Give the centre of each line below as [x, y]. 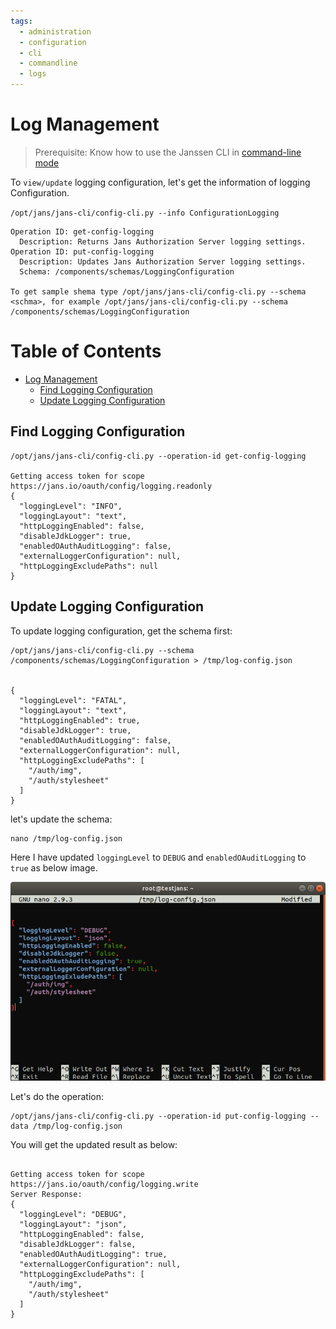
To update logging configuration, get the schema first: [121, 631]
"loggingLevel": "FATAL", [73, 700]
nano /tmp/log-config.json [66, 838]
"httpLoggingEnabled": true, [80, 720]
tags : [21, 21]
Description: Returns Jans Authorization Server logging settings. [163, 241]
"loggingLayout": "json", [73, 1225]
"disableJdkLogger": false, [78, 1245]
